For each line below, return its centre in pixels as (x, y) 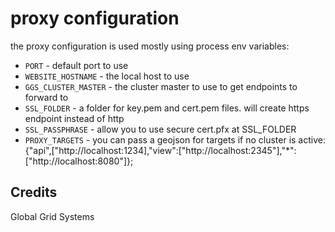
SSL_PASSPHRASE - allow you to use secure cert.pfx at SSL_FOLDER (160, 129)
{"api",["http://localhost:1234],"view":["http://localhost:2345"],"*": (160, 150)
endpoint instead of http (74, 118)
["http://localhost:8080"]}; (79, 161)
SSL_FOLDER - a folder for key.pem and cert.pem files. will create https (167, 108)
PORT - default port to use (76, 65)
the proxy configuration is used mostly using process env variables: (150, 46)
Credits (34, 192)
